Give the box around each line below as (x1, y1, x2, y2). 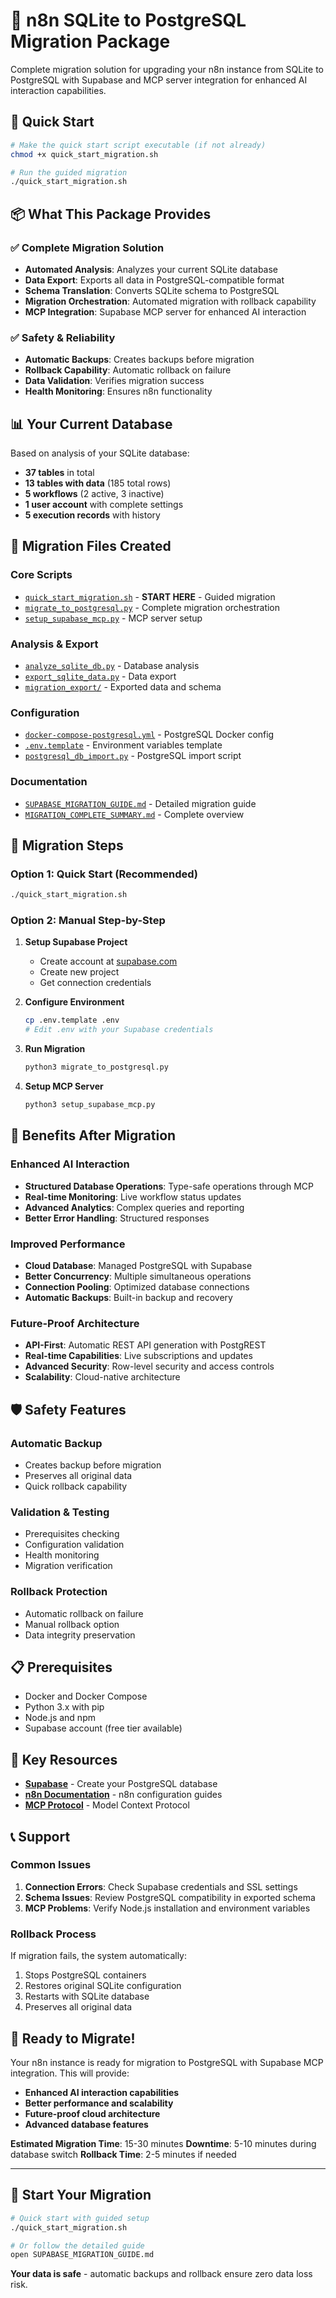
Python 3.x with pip (24, 1701, 105, 1713)
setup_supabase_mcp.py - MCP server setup (24, 612, 203, 624)
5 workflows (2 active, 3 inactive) (24, 488, 165, 500)
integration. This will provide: (10, 2067, 130, 2079)
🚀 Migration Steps (10, 837, 124, 854)
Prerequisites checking (24, 1528, 120, 1540)
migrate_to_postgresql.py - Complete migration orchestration (24, 601, 281, 613)
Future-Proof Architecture (10, 1316, 140, 1330)
